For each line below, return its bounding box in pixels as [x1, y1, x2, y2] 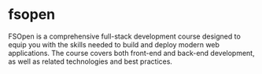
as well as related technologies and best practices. [8, 57, 173, 66]
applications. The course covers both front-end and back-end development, [8, 48, 255, 57]
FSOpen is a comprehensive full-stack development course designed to [8, 31, 242, 41]
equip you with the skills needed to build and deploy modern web [8, 39, 220, 49]
